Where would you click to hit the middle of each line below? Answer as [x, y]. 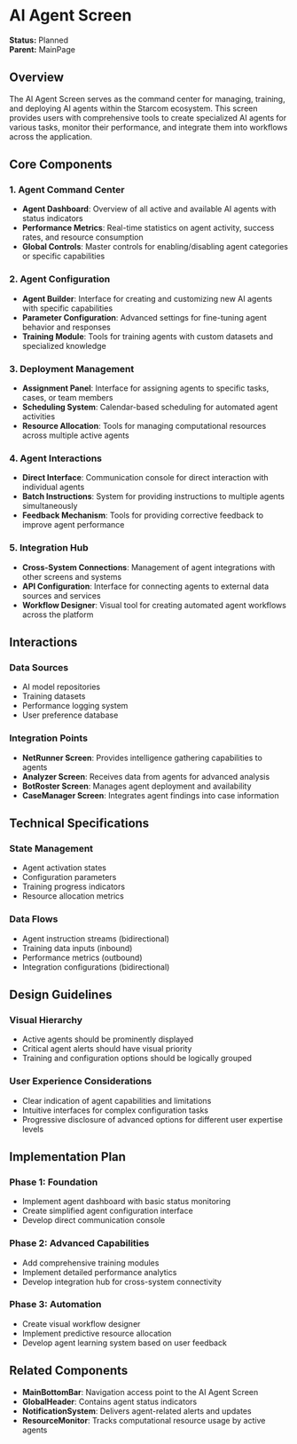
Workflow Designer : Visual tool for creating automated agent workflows [154, 605]
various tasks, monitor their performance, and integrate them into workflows [148, 127]
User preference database [70, 715]
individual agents [53, 487]
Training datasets [54, 696]
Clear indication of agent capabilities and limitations [117, 1100]
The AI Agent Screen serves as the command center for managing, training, [147, 99]
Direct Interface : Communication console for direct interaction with [145, 478]
